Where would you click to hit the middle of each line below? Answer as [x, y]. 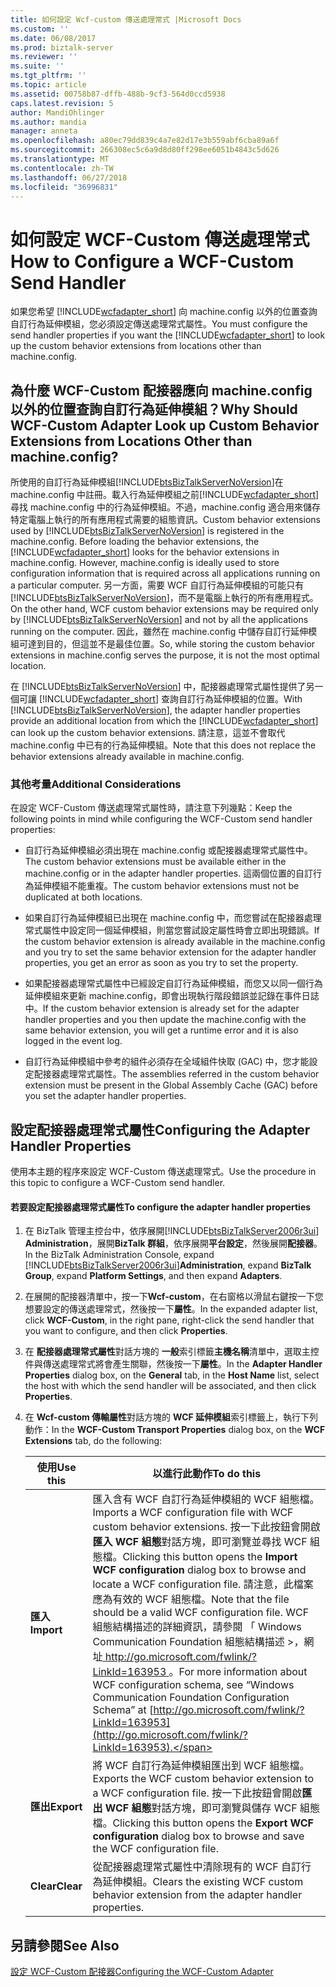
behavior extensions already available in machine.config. [127, 757]
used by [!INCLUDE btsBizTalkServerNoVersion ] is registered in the [147, 531]
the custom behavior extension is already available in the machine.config [175, 942]
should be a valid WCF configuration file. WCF [201, 1613]
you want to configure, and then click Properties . [126, 1331]
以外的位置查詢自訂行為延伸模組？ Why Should [154, 409]
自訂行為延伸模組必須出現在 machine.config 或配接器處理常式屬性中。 [168, 850]
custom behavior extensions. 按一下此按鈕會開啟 [206, 1527]
